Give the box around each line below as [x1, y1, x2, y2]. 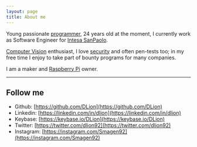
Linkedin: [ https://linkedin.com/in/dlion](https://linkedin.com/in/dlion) [14, 110, 182, 117]
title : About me [6, 14, 46, 20]
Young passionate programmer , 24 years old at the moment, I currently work [6, 30, 191, 37]
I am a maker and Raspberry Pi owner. [6, 65, 98, 72]
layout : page [6, 8, 38, 15]
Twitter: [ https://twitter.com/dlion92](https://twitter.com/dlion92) [14, 122, 171, 129]
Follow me [6, 87, 45, 97]
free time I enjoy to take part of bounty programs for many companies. [6, 54, 176, 61]
